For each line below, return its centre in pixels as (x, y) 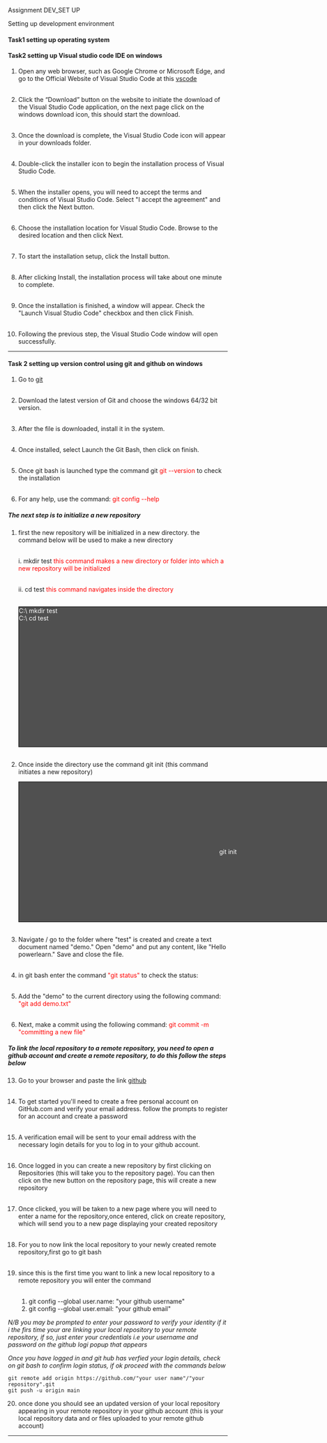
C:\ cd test (34, 618)
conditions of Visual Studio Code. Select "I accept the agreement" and (119, 199)
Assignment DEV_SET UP (44, 10)
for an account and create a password (73, 1116)
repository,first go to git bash (60, 1252)
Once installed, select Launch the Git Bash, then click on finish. (108, 449)
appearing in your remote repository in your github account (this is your (121, 1411)
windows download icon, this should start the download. (99, 114)
